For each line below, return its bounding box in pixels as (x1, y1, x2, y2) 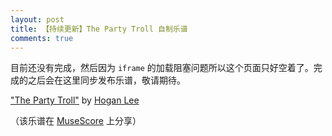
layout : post (10, 14, 65, 25)
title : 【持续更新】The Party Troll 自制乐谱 (10, 24, 188, 34)
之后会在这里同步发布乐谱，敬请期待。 (27, 74, 186, 86)
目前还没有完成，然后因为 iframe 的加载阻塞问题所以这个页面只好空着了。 (10, 62, 314, 74)
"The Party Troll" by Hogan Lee (10, 94, 140, 106)
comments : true (10, 33, 74, 43)
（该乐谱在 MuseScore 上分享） (10, 115, 142, 127)
